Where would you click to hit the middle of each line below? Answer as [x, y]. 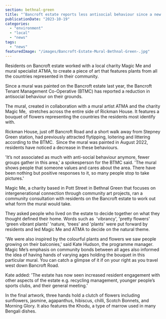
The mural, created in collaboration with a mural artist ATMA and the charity [83, 106]
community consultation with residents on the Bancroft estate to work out [80, 198]
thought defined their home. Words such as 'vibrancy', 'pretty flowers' [78, 218]
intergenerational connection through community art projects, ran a [74, 193]
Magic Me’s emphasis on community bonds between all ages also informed [82, 249]
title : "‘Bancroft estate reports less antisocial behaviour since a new [83, 14]
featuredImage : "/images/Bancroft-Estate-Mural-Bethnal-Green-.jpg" [78, 51]
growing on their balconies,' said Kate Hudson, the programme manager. [80, 244]
